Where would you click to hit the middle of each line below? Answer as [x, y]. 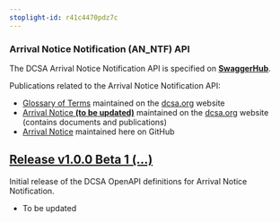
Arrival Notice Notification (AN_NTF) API [100, 48]
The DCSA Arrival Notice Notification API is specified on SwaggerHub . [140, 68]
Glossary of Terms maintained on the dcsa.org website [124, 103]
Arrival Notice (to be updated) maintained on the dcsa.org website [145, 112]
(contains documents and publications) [95, 122]
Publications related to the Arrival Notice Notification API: [115, 85]
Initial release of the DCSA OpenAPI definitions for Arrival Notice [128, 181]
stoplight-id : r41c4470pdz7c [64, 17]
